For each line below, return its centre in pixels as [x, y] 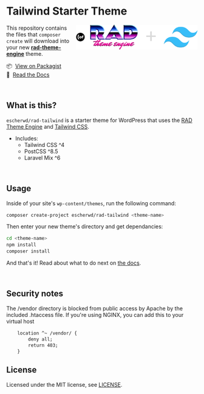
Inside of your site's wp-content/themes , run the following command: [91, 203]
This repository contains [37, 28]
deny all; [40, 339]
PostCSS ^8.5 [41, 151]
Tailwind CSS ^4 [44, 144]
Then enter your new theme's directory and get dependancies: [85, 226]
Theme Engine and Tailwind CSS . [48, 126]
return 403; [43, 345]
